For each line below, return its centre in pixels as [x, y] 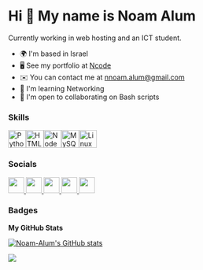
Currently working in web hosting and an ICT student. [95, 38]
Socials [22, 165]
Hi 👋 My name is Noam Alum [102, 16]
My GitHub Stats [36, 227]
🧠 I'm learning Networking [62, 88]
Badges [23, 210]
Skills [19, 117]
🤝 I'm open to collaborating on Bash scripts [89, 97]
